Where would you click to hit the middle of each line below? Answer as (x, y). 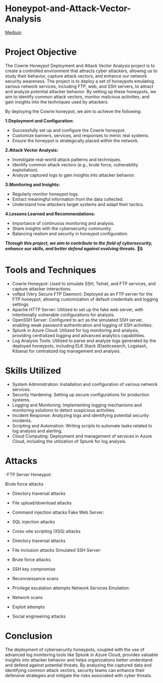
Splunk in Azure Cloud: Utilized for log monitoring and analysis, (76, 330)
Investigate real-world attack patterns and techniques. (67, 160)
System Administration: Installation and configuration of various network (85, 384)
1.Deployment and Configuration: (40, 121)
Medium (13, 32)
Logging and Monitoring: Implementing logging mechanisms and (77, 405)
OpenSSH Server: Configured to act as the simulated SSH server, (78, 320)
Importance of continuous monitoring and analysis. (63, 223)
